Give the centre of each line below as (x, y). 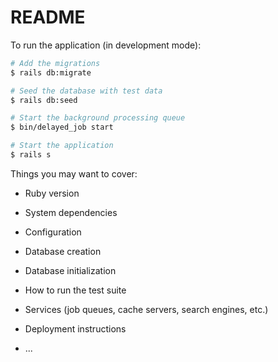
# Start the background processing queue (98, 118)
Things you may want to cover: (74, 173)
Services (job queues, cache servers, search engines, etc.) (146, 309)
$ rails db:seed (44, 100)
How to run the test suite (75, 290)
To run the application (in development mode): (106, 45)
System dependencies (71, 212)
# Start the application (62, 146)
